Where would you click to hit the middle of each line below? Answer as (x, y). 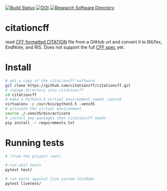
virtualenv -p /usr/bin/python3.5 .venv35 (50, 104)
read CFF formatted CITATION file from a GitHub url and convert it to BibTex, (84, 42)
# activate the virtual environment (43, 109)
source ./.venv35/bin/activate (38, 113)
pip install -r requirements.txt (40, 123)
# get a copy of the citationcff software (50, 81)
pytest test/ (19, 170)
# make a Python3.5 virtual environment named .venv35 (63, 100)
